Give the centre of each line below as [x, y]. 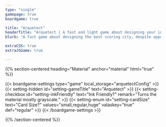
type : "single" [21, 10]
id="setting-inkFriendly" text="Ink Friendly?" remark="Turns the [91, 94]
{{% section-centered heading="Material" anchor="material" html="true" [80, 69]
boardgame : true [22, 19]
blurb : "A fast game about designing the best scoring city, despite [78, 37]
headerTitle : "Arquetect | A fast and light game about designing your [80, 33]
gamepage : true [21, 14]
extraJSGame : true [24, 50]
